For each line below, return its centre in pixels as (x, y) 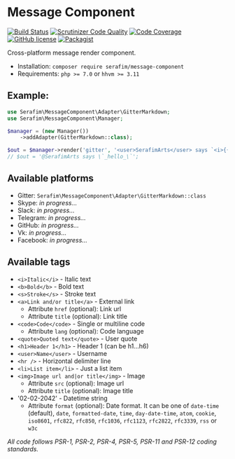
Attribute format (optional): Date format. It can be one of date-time (123, 405)
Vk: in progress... (42, 233)
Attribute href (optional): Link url (74, 308)
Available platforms (51, 178)
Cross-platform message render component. (72, 53)
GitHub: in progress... (48, 225)
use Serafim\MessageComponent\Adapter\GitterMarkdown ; (89, 112)
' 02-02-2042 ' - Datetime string (63, 398)
